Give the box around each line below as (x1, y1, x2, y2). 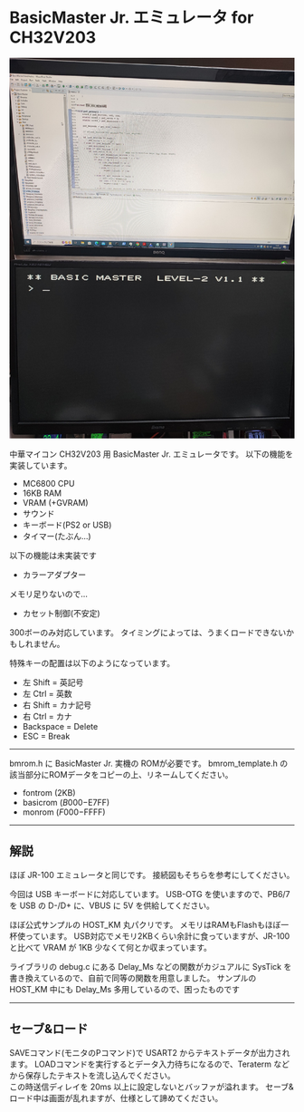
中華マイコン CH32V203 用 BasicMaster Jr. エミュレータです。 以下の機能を (9, 449, 294, 459)
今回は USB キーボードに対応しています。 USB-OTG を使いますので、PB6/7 (9, 888, 291, 899)
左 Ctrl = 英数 (22, 688, 72, 699)
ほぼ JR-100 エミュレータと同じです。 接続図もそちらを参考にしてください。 (9, 869, 295, 880)
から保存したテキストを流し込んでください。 (9, 1069, 176, 1080)
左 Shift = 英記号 (22, 676, 84, 688)
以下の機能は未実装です (9, 549, 97, 561)
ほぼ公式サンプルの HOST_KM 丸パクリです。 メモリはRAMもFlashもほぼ (9, 919, 281, 930)
